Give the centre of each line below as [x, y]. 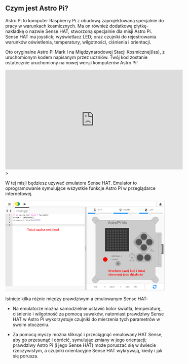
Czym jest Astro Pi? [37, 8]
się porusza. [26, 356]
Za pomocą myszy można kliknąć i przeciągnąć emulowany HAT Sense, [88, 335]
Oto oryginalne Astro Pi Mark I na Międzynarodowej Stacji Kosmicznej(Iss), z [85, 52]
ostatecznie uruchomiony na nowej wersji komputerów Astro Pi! [71, 62]
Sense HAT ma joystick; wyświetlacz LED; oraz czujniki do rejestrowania [81, 36]
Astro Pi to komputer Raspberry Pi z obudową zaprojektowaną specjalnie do [85, 20]
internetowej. [19, 193]
